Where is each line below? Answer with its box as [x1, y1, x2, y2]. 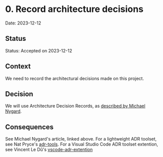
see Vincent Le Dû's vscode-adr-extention [5, 147, 93, 153]
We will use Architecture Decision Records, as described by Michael [5, 103, 146, 109]
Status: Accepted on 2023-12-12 [5, 47, 72, 53]
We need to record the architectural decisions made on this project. [5, 75, 144, 81]
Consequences [5, 123, 54, 131]
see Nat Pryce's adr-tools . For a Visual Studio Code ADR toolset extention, [5, 141, 158, 148]
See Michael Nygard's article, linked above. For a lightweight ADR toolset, [5, 136, 157, 142]
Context [5, 62, 31, 71]
